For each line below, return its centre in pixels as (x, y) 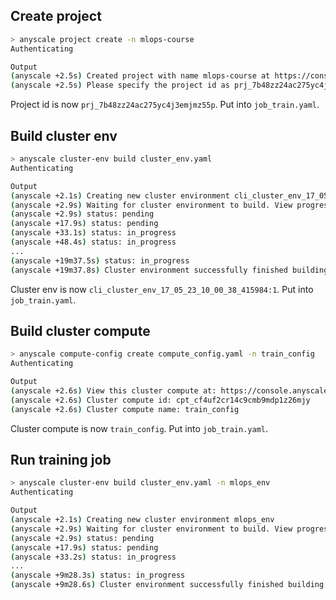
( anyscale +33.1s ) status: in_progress (93, 233)
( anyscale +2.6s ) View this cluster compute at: (113, 390)
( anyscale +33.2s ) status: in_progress (93, 557)
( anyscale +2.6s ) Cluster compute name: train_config (125, 409)
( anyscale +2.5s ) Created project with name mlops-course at (140, 76)
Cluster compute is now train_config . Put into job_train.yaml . (139, 428)
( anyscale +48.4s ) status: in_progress (93, 242)
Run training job (61, 459)
